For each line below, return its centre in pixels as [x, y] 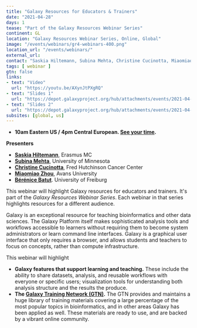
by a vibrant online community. [52, 319]
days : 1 [16, 22]
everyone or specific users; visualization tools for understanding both [98, 282]
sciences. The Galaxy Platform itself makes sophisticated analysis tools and [97, 222]
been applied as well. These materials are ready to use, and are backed [101, 313]
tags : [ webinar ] [28, 66]
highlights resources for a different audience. [61, 204]
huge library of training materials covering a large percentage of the [96, 300]
